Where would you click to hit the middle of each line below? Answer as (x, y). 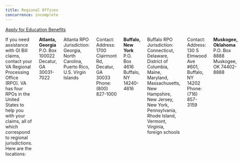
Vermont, (157, 121)
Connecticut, (161, 50)
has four (14, 88)
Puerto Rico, (76, 67)
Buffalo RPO (160, 39)
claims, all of (19, 121)
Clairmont (106, 56)
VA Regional (18, 67)
